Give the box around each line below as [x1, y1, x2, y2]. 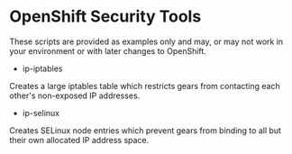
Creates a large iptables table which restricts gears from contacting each [9, 80, 281, 91]
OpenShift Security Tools [9, 6, 202, 27]
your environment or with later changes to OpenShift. [9, 45, 207, 56]
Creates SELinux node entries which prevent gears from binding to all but [9, 124, 282, 136]
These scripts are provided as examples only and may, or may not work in [9, 36, 284, 47]
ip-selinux [22, 107, 60, 118]
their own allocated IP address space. [9, 134, 150, 145]
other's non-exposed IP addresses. [9, 90, 141, 101]
